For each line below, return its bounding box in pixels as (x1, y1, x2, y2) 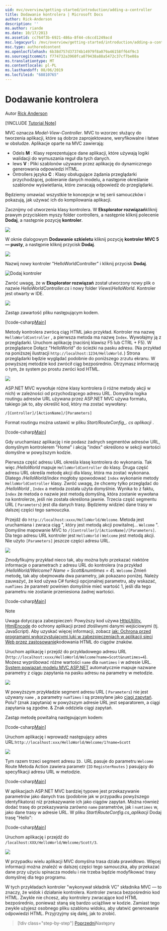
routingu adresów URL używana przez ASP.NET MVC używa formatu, (5, 396, 148, 402)
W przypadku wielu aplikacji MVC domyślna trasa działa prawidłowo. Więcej (5, 858, 161, 864)
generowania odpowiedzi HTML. (12, 166, 80, 172)
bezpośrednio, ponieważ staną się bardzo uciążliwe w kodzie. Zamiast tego (5, 900, 160, 906)
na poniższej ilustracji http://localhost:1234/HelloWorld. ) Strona (5, 350, 141, 356)
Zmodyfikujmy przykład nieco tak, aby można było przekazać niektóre (5, 556, 149, 562)
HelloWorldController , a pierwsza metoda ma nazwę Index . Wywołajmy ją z (5, 334, 162, 340)
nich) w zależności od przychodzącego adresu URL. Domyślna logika (5, 390, 147, 396)
